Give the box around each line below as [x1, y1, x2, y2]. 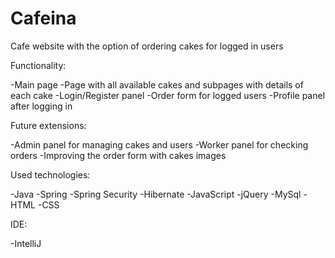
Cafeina [10, 7, 77, 30]
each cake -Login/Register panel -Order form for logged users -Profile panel [10, 89, 326, 101]
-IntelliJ [10, 237, 42, 249]
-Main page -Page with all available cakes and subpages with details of [10, 78, 304, 91]
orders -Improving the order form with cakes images [10, 149, 227, 161]
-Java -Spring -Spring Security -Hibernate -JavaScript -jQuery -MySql [10, 188, 302, 200]
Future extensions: [10, 119, 87, 131]
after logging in [10, 100, 73, 112]
